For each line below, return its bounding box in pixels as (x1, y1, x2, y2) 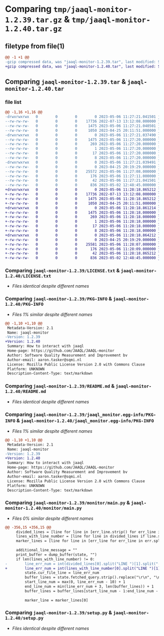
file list (5, 98, 22, 105)
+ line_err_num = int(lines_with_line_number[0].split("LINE (5, 566, 147, 571)
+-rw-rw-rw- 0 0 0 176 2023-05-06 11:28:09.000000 (5, 246, 156, 251)
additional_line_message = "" (16, 548, 78, 553)
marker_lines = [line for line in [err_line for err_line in (16, 538, 143, 543)
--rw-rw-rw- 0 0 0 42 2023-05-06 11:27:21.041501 (5, 178, 156, 183)
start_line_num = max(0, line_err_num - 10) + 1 (24, 580, 125, 585)
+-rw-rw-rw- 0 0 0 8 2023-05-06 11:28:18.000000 (5, 228, 156, 233)
